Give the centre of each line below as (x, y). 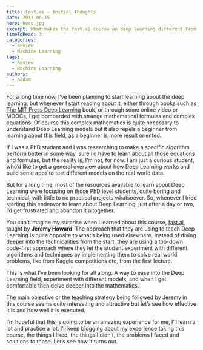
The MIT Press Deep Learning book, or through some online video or (92, 110)
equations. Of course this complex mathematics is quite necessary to (93, 123)
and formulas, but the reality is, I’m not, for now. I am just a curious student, (100, 160)
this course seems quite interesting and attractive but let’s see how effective (101, 304)
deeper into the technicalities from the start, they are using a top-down (95, 242)
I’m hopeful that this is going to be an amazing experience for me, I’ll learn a (101, 322)
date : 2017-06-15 (28, 18)
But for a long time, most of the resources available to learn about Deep (95, 185)
